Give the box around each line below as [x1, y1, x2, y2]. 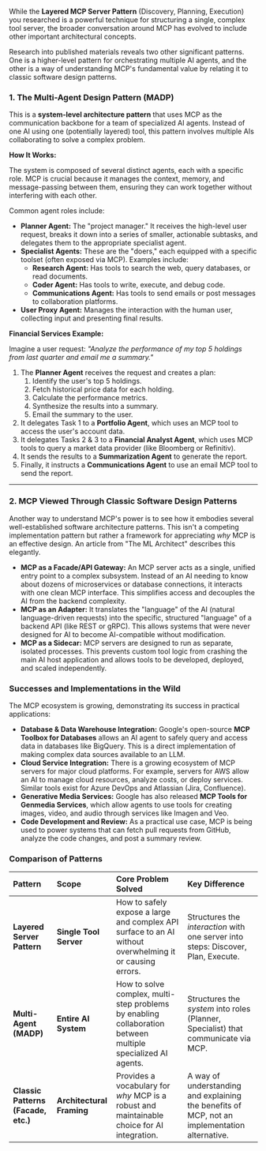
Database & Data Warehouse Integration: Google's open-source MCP [20, 724, 251, 733]
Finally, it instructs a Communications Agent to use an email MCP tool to [20, 460, 258, 470]
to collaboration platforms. [32, 297, 118, 306]
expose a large [115, 907, 171, 918]
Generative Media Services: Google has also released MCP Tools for [20, 791, 248, 800]
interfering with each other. [9, 191, 98, 201]
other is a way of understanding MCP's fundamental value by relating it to [9, 64, 249, 73]
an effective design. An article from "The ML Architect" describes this [9, 538, 236, 548]
